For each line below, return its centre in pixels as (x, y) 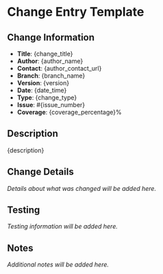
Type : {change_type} (47, 98)
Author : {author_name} (50, 61)
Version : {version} (43, 83)
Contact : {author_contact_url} (59, 68)
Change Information (51, 37)
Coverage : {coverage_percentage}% (69, 112)
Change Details (40, 172)
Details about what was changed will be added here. (81, 188)
